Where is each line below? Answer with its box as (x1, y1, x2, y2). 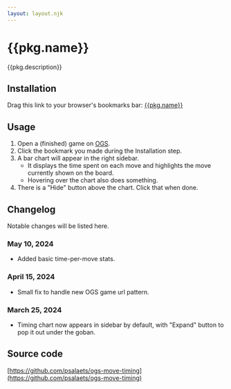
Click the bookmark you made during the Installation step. (17, 146, 182, 155)
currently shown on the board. (27, 169, 114, 177)
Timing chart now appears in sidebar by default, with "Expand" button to (17, 321, 224, 329)
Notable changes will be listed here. (7, 222, 109, 230)
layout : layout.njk (7, 10, 64, 17)
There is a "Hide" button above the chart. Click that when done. (17, 184, 198, 192)
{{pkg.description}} (7, 63, 62, 71)
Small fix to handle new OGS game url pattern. (17, 287, 150, 296)
